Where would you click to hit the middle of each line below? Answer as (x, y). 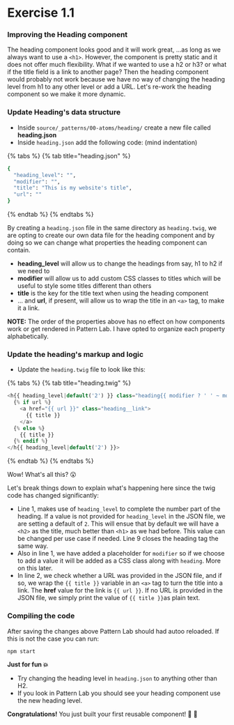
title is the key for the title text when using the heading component (113, 293)
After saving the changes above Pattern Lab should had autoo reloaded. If (113, 631)
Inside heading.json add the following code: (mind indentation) (107, 142)
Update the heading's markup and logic (76, 354)
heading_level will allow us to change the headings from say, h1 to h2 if (120, 264)
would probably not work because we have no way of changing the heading (116, 79)
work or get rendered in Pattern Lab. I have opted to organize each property (116, 329)
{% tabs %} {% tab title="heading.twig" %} (69, 383)
